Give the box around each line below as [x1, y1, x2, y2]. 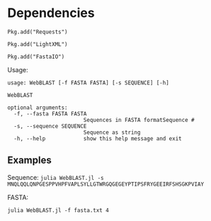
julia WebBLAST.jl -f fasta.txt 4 [7, 207, 110, 214]
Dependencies [7, 5, 95, 21]
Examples [7, 154, 52, 166]
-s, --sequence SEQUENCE [13, 123, 87, 130]
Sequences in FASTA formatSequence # [83, 116, 195, 123]
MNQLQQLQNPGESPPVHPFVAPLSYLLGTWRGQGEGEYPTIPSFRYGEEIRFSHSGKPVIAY [7, 181, 204, 188]
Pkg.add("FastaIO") [7, 53, 65, 60]
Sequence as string [83, 129, 141, 136]
